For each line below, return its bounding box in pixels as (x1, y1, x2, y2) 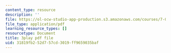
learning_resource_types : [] (5, 26, 67, 31)
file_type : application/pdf (5, 21, 65, 27)
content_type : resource (5, 7, 56, 13)
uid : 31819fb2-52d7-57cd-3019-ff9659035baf (5, 40, 99, 45)
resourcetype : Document (5, 31, 56, 36)
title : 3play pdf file (5, 36, 53, 41)
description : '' (5, 12, 40, 17)
